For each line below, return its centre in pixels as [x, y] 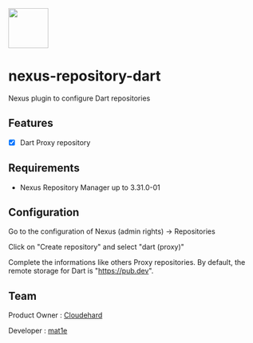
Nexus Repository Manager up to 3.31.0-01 [90, 187]
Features [31, 123]
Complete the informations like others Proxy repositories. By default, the [127, 262]
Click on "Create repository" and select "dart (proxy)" [97, 247]
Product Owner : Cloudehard [55, 315]
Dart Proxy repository [55, 142]
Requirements [44, 168]
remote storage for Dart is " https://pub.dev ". [81, 271]
